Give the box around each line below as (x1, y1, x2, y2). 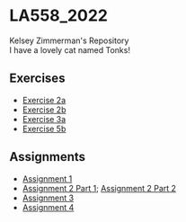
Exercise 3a (22, 113, 66, 124)
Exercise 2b (22, 104, 66, 115)
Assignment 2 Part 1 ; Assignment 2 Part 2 (22, 182, 177, 193)
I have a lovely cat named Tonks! (9, 44, 130, 55)
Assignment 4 (22, 201, 75, 212)
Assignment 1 (22, 173, 73, 184)
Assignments (9, 149, 86, 164)
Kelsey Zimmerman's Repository (9, 35, 129, 46)
